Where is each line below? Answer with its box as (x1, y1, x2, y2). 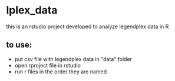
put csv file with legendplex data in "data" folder (14, 55, 133, 62)
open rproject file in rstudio (14, 62, 81, 69)
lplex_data (6, 4, 58, 17)
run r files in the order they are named (14, 68, 107, 75)
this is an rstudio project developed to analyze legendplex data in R (6, 23, 169, 30)
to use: (6, 40, 32, 50)
